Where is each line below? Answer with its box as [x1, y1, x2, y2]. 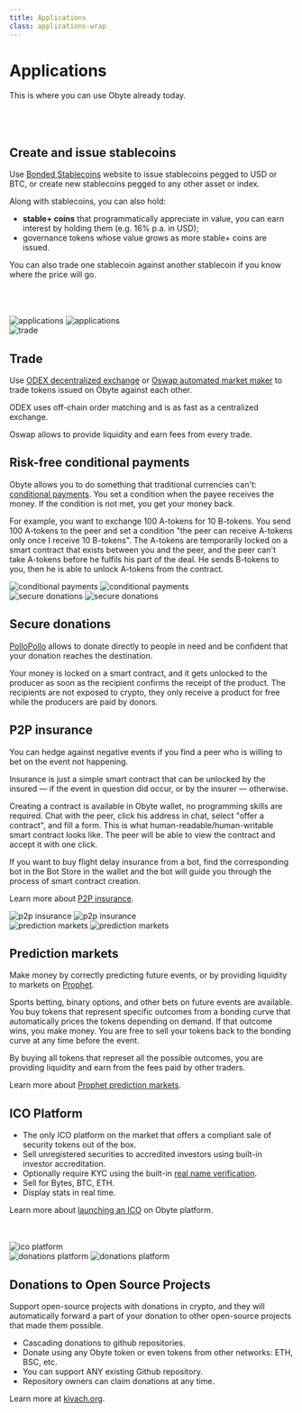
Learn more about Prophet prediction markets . [9, 1080, 182, 1090]
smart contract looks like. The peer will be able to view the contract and [9, 829, 276, 840]
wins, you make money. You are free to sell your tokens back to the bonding [9, 1026, 291, 1036]
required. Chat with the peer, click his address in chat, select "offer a [9, 810, 264, 821]
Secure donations [9, 616, 111, 632]
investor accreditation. [22, 1159, 106, 1170]
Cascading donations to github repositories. [22, 1337, 186, 1348]
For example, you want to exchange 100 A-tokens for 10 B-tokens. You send [9, 515, 291, 526]
